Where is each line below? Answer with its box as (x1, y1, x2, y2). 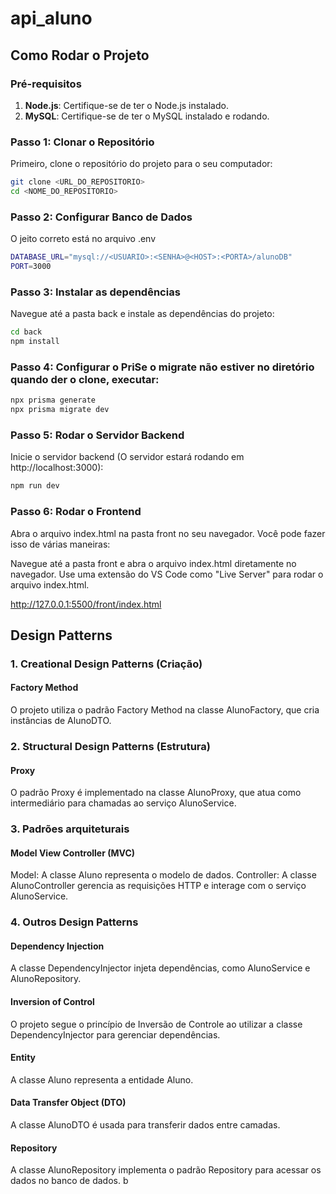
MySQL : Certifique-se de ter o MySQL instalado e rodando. (24, 110, 270, 122)
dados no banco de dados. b (10, 1175, 129, 1187)
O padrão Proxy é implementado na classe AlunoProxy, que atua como (10, 787, 302, 799)
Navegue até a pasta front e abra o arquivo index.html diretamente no (10, 557, 297, 569)
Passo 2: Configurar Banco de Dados (10, 210, 193, 224)
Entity (10, 1052, 37, 1064)
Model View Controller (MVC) (10, 847, 136, 859)
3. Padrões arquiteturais (10, 822, 130, 836)
